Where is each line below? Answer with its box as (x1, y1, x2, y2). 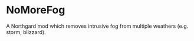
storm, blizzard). (6, 28, 46, 35)
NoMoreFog (6, 3, 65, 17)
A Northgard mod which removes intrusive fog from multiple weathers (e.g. (6, 23, 189, 29)
